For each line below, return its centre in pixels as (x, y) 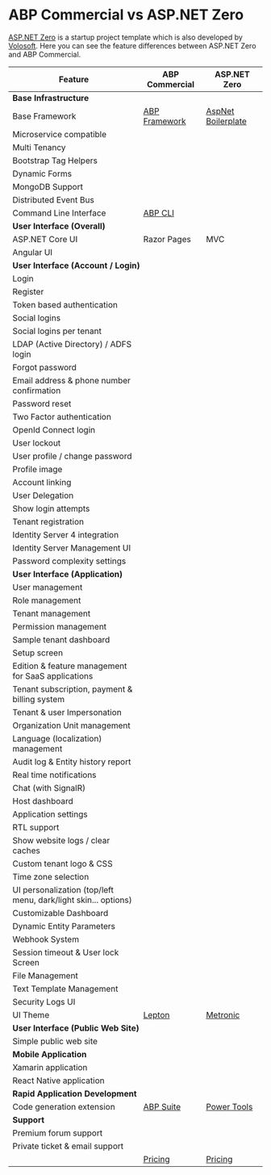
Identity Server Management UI (72, 548)
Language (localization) (57, 738)
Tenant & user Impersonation (67, 712)
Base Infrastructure (51, 98)
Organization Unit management (71, 725)
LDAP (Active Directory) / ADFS (72, 344)
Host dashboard (43, 801)
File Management (45, 976)
